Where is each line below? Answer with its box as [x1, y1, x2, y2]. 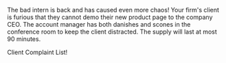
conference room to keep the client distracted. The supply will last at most [7, 27, 218, 36]
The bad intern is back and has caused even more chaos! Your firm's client [7, 6, 220, 14]
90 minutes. [7, 35, 41, 43]
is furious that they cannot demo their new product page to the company [7, 13, 213, 21]
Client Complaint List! [7, 48, 68, 56]
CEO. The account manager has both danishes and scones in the [7, 21, 191, 28]
